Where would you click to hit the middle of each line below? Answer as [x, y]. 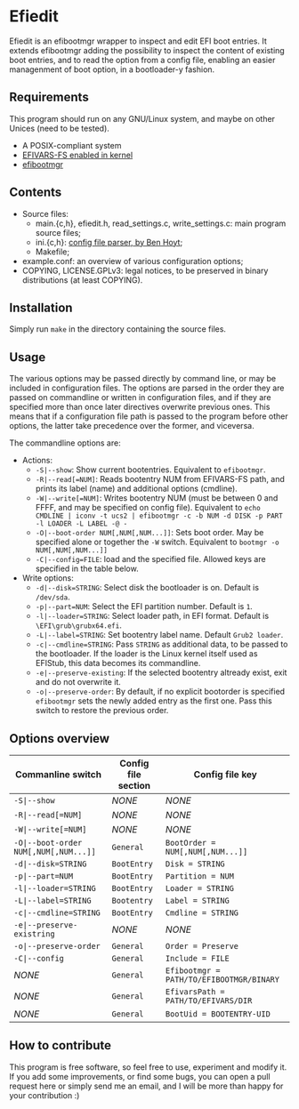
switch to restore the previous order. [102, 711]
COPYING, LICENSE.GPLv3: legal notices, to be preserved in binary [145, 270]
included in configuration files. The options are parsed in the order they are [147, 388]
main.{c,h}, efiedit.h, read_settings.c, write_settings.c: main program [161, 223]
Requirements [49, 97]
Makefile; [52, 252]
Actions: [37, 461]
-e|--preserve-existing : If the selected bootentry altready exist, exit [161, 672]
